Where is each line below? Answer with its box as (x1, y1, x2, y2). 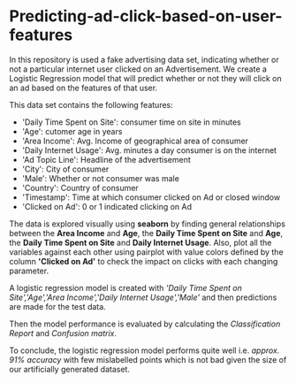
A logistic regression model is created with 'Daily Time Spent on (9, 282, 243, 293)
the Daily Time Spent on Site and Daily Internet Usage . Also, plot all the (9, 237, 272, 248)
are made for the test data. (9, 301, 106, 311)
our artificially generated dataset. (9, 364, 131, 374)
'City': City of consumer (21, 164, 110, 174)
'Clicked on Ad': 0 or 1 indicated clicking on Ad (21, 201, 193, 211)
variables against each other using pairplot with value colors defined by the (9, 246, 285, 257)
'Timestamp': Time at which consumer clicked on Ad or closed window (21, 192, 281, 203)
